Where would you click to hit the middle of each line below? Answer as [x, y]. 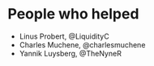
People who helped [73, 14]
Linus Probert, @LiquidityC [64, 36]
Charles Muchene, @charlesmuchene [82, 44]
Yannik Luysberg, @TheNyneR [71, 53]
